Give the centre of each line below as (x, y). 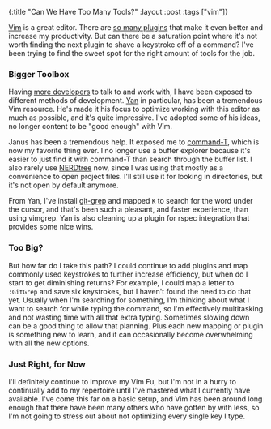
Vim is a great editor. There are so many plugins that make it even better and (136, 27)
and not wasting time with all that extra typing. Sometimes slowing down (129, 317)
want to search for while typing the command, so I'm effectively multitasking (136, 308)
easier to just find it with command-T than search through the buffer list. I (130, 159)
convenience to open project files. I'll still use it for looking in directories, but (135, 177)
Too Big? (26, 248)
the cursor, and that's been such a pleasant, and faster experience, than (129, 209)
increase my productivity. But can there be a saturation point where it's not (133, 36)
